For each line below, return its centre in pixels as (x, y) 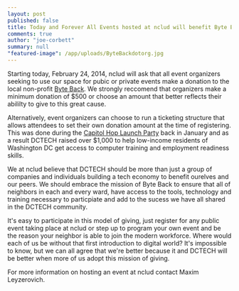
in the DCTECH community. (47, 207)
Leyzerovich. (26, 279)
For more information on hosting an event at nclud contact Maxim (103, 272)
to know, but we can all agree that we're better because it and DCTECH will (117, 251)
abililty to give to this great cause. (57, 104)
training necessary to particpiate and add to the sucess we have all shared (116, 199)
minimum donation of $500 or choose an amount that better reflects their (115, 96)
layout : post (27, 14)
